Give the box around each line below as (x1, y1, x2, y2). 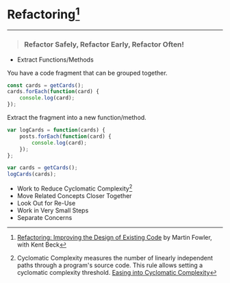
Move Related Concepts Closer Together (16, 191, 132, 199)
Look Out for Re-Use (16, 199, 76, 207)
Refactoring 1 (7, 4, 80, 23)
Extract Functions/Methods (16, 56, 94, 64)
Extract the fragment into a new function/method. (7, 114, 147, 122)
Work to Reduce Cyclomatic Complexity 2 (16, 183, 133, 193)
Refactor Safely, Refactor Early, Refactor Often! (23, 40, 185, 49)
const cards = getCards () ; (7, 82, 84, 89)
